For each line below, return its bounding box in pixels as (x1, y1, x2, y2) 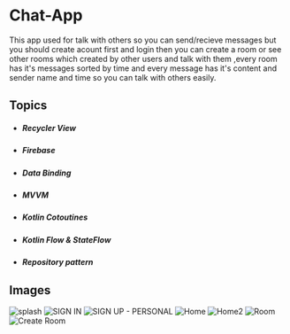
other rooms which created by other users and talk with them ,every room (9, 53, 278, 64)
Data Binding (21, 167, 72, 178)
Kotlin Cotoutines (21, 212, 88, 222)
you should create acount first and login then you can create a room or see (9, 43, 282, 54)
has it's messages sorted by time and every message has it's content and (9, 63, 277, 74)
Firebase (21, 145, 56, 156)
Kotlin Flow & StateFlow (21, 234, 111, 245)
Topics (9, 98, 48, 113)
